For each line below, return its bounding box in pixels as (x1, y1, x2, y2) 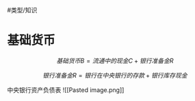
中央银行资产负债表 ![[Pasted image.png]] (7, 85, 125, 94)
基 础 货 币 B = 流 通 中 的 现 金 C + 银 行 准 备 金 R (56, 56, 174, 65)
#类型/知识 (7, 6, 38, 14)
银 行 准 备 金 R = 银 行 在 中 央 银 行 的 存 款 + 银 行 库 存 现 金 (42, 71, 187, 79)
